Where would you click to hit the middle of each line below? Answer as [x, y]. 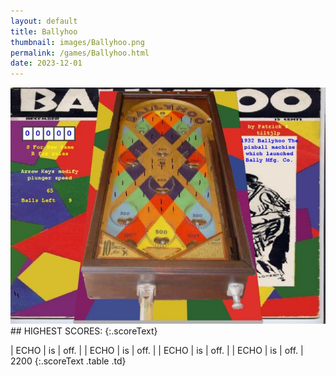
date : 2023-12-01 [46, 63]
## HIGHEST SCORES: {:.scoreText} [84, 331]
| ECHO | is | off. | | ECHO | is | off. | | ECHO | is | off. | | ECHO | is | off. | [157, 351]
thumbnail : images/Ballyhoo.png [77, 42]
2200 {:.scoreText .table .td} [68, 361]
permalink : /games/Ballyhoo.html [80, 53]
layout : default [44, 21]
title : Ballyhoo [44, 31]
